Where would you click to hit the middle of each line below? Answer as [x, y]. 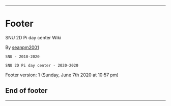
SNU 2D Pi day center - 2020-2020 [42, 65]
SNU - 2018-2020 [22, 57]
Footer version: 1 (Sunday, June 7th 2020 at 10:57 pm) [62, 75]
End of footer [26, 91]
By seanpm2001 [22, 47]
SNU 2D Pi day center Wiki [33, 37]
